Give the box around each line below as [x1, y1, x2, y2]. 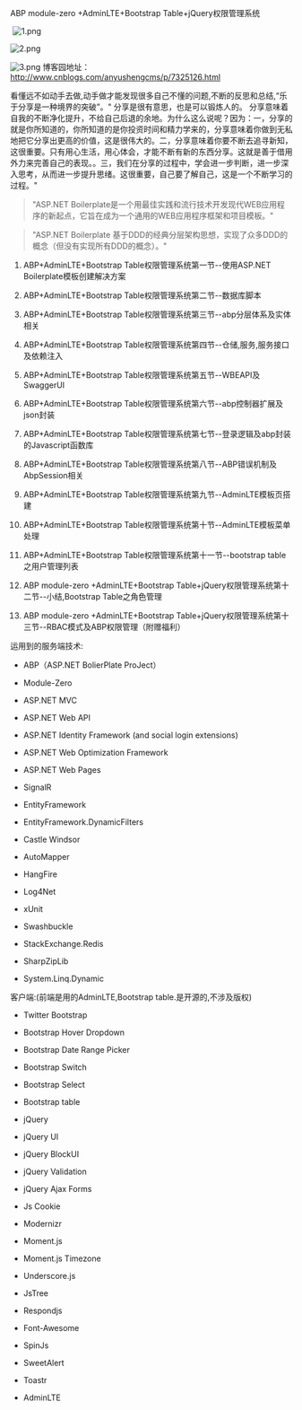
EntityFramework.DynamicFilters [22, 817, 144, 828]
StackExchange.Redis [22, 939, 104, 949]
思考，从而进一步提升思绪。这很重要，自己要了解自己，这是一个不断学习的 [17, 169, 293, 180]
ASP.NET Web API [22, 713, 91, 723]
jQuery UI [22, 1132, 59, 1142]
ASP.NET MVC [22, 695, 77, 705]
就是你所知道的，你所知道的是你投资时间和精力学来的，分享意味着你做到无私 [10, 124, 293, 135]
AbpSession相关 [22, 470, 84, 480]
